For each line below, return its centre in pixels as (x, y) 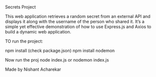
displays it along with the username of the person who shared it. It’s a (75, 22)
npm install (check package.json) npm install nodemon (60, 51)
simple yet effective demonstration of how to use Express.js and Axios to (78, 27)
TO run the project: (24, 41)
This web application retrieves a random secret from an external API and (78, 16)
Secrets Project (20, 7)
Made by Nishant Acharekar (33, 69)
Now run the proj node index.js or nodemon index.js (57, 60)
